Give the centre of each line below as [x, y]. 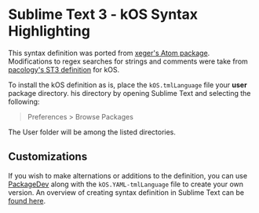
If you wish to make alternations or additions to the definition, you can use [128, 175]
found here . [27, 200]
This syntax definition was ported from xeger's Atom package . [109, 53]
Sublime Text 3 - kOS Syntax [103, 15]
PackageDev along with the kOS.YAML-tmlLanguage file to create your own [126, 184]
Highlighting [49, 31]
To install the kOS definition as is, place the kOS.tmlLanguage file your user [128, 85]
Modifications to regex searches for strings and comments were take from [128, 61]
